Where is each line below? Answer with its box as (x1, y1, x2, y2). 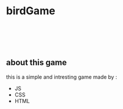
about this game (6, 57, 67, 68)
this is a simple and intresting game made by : (6, 73, 118, 81)
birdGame (6, 4, 56, 18)
